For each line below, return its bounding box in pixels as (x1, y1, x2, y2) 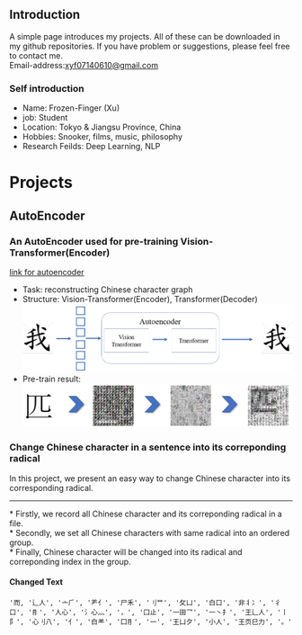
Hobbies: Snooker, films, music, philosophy (22, 131, 182, 142)
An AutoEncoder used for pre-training (9, 235, 179, 247)
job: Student (22, 112, 68, 123)
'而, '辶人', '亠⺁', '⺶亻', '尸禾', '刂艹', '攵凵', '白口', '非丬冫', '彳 (9, 598, 281, 607)
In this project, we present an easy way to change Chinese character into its (9, 472, 290, 484)
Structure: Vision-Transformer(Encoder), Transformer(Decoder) (22, 293, 258, 304)
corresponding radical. (9, 482, 93, 493)
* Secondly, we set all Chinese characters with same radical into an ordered (9, 527, 290, 538)
